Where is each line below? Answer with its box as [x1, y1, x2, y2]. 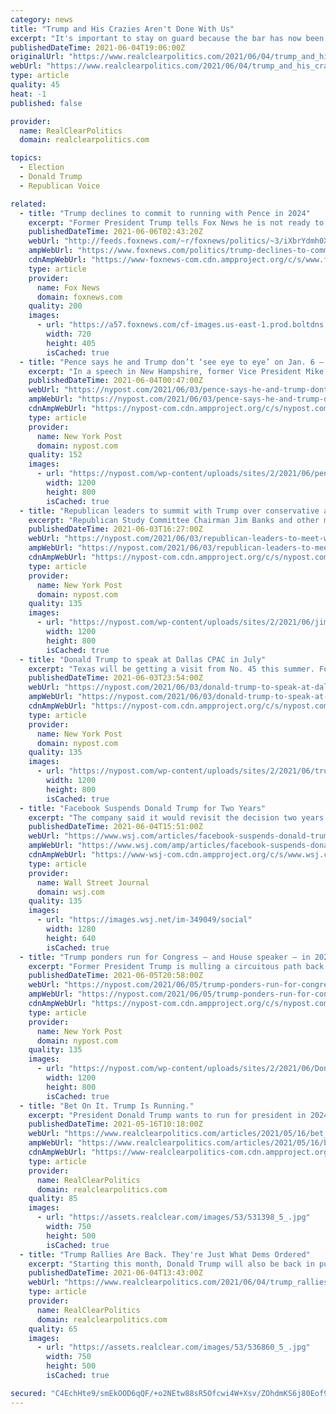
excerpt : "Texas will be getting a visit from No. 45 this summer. [28, 664, 315, 674]
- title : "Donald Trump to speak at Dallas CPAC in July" [19, 654, 267, 665]
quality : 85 [28, 1194, 78, 1204]
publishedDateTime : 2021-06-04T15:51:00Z [28, 822, 203, 832]
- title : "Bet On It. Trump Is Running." [19, 1101, 195, 1111]
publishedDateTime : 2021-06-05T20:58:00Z [28, 971, 203, 981]
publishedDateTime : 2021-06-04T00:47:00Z [28, 376, 203, 386]
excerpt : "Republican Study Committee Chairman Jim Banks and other [28, 515, 320, 525]
